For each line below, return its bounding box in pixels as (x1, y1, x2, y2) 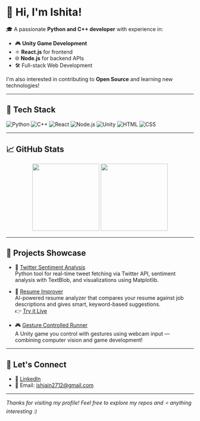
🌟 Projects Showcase (6, 248, 86, 258)
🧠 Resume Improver (14, 288, 64, 295)
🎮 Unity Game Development (14, 39, 87, 47)
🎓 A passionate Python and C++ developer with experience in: (6, 25, 164, 32)
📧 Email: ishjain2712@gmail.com (14, 382, 94, 389)
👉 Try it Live (14, 308, 48, 315)
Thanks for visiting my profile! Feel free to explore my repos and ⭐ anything (6, 400, 192, 407)
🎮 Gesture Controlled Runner (14, 322, 88, 329)
